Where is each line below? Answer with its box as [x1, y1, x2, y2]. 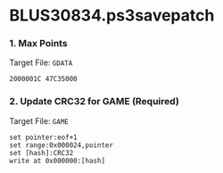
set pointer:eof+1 [9, 133, 78, 142]
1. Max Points [9, 37, 69, 50]
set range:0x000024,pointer [9, 140, 114, 150]
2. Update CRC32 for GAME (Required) [9, 95, 180, 108]
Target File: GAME [9, 115, 69, 126]
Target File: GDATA [9, 57, 73, 68]
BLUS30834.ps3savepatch [9, 5, 215, 26]
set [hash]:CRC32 [9, 148, 74, 157]
